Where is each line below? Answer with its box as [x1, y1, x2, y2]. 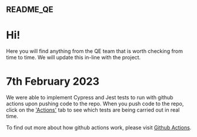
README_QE [6, 5, 54, 15]
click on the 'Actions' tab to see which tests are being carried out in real [6, 106, 180, 113]
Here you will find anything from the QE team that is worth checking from [6, 48, 183, 55]
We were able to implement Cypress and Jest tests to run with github [6, 94, 173, 101]
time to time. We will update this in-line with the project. [6, 54, 141, 61]
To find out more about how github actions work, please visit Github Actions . [6, 124, 192, 131]
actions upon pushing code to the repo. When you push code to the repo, [6, 100, 184, 108]
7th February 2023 [6, 75, 100, 88]
